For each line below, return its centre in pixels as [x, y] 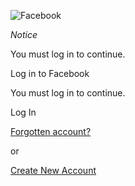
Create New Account [53, 170]
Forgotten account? [51, 131]
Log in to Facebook [50, 73]
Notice [24, 34]
